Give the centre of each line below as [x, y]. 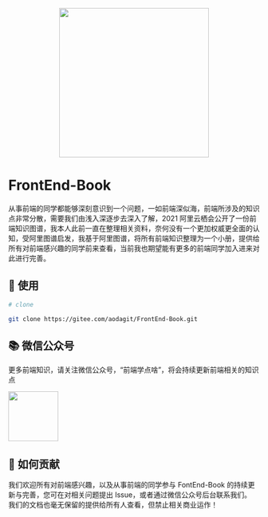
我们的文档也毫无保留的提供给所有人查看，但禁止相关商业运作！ [113, 505]
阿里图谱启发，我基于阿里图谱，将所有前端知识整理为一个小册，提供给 [144, 238]
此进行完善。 [29, 258]
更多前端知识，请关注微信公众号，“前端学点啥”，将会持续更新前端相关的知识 [134, 370]
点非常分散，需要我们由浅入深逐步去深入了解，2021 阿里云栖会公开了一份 [129, 218]
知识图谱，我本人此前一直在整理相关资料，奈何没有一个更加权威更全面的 [134, 228]
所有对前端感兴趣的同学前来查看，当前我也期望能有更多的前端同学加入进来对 [134, 248]
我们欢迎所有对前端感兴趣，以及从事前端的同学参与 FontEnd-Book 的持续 [128, 485]
